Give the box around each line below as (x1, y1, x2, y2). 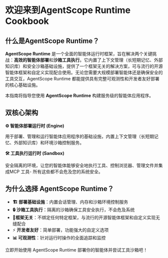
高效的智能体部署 (14, 57, 49, 63)
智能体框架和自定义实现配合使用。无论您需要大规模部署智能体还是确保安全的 (5, 69, 163, 75)
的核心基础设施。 (5, 82, 40, 88)
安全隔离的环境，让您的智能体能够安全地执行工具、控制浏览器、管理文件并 (5, 162, 158, 168)
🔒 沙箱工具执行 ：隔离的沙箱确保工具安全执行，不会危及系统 (12, 207, 135, 213)
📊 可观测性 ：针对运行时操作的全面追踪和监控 (12, 235, 106, 241)
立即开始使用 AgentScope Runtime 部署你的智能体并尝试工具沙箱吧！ (5, 247, 148, 253)
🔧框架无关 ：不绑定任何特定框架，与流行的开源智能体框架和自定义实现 (12, 214, 156, 220)
